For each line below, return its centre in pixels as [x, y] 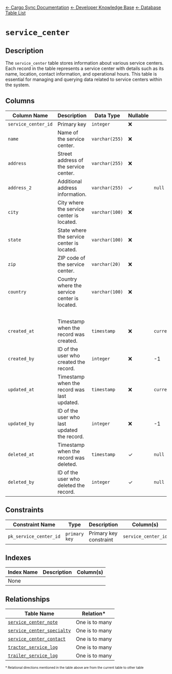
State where [72, 230]
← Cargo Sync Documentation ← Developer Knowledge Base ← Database [83, 7]
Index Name [23, 572]
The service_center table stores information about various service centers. [84, 63]
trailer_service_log [33, 656]
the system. [18, 85]
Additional [70, 181]
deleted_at [21, 454]
